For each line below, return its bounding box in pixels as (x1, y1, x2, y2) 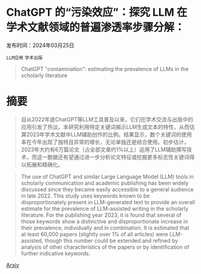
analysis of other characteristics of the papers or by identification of (20, 243, 190, 251)
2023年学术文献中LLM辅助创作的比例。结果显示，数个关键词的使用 (26, 131, 192, 138)
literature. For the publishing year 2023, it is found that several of (20, 211, 182, 219)
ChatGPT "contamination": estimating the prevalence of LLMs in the (20, 65, 189, 72)
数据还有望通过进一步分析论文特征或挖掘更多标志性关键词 (47, 153, 190, 160)
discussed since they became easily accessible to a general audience (20, 185, 194, 193)
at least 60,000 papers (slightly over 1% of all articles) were (20, 230, 169, 238)
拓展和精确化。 (26, 161, 64, 168)
